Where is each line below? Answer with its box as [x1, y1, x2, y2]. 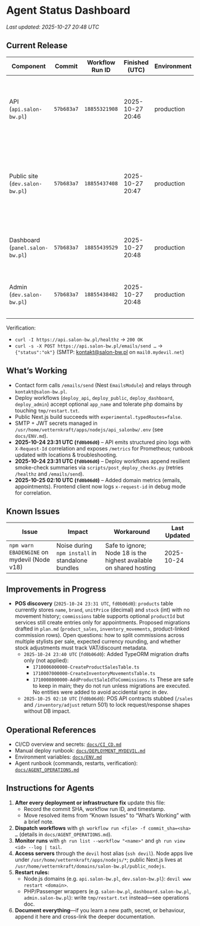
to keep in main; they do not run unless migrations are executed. [32, 682, 190, 689]
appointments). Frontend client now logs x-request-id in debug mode [14, 483, 186, 490]
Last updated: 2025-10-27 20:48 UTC [6, 23, 99, 30]
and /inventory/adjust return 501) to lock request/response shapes [23, 701, 190, 709]
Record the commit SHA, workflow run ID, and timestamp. [23, 805, 165, 812]
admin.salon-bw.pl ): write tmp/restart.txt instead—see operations [23, 894, 189, 901]
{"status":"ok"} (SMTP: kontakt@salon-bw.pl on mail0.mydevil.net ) [14, 348, 185, 355]
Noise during [56, 542, 93, 550]
